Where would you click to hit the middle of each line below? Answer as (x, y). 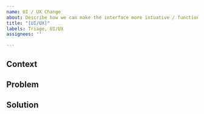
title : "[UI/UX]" (28, 23)
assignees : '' (24, 34)
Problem (23, 84)
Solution (22, 105)
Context (22, 64)
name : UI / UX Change (34, 12)
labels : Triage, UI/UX (35, 29)
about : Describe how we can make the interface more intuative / (90, 17)
